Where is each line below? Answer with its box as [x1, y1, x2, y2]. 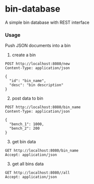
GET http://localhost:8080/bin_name [5, 148, 79, 153]
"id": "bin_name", [9, 79, 47, 84]
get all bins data [12, 161, 44, 167]
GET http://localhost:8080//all [5, 170, 70, 175]
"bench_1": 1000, [9, 122, 44, 127]
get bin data [12, 139, 36, 145]
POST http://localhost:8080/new [5, 62, 70, 67]
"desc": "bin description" [9, 83, 64, 88]
